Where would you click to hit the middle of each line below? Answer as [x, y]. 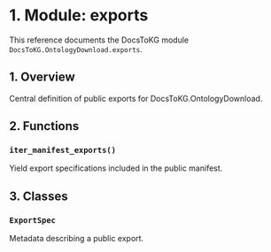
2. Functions [44, 126]
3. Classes [39, 196]
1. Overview [42, 77]
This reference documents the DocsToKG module [99, 40]
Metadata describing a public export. [77, 239]
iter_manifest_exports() [63, 150]
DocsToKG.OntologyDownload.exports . [76, 49]
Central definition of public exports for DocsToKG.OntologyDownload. [136, 98]
